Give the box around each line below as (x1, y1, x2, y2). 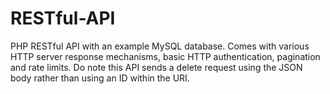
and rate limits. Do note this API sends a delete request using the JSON (10, 61, 303, 73)
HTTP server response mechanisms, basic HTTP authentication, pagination (10, 50, 321, 62)
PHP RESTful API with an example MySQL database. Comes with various (10, 40, 310, 52)
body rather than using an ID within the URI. (10, 72, 190, 84)
